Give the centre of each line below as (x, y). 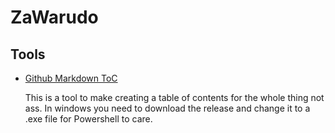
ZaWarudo (54, 17)
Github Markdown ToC (71, 78)
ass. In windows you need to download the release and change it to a (167, 108)
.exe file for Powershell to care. (88, 119)
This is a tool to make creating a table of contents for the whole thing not (174, 97)
